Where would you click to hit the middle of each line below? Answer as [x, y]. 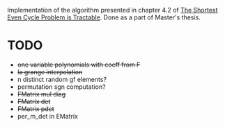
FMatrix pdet [36, 109]
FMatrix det [34, 101]
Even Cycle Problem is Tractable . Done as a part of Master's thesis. [104, 17]
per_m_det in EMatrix [48, 116]
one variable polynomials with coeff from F [79, 65]
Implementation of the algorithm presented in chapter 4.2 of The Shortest [113, 10]
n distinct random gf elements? [62, 79]
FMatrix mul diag [41, 94]
